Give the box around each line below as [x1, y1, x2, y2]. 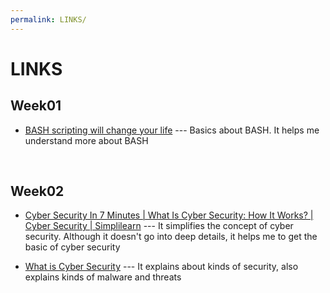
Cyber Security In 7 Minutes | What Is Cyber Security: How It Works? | [24, 209, 314, 221]
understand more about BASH [24, 134, 149, 146]
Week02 [10, 183, 65, 200]
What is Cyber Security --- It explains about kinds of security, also [24, 261, 299, 273]
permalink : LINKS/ [10, 14, 87, 25]
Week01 [10, 97, 62, 115]
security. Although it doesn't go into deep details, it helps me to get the [24, 231, 318, 243]
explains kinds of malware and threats [24, 271, 182, 283]
